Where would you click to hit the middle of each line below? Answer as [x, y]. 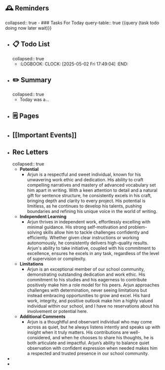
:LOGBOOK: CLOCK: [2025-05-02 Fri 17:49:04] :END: [74, 64]
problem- [138, 227]
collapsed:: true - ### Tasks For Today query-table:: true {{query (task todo [82, 23]
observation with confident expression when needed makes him [92, 348]
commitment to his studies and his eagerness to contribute [87, 280]
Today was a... [34, 100]
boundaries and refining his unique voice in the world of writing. [92, 211]
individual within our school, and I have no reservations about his [93, 306]
